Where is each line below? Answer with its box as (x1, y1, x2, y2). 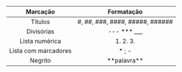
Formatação (107, 8, 143, 15)
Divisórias (26, 27, 55, 35)
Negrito (29, 57, 51, 64)
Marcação (26, 8, 55, 15)
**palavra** (107, 57, 144, 64)
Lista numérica (20, 37, 61, 45)
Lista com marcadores (9, 47, 72, 55)
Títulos (30, 18, 50, 26)
